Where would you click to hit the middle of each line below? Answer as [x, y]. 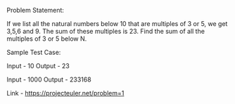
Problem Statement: [36, 10]
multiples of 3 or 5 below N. [47, 39]
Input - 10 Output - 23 [38, 66]
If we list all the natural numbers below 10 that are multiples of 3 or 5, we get [117, 24]
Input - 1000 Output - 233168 [49, 79]
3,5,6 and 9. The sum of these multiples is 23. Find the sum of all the [106, 31]
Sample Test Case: [34, 52]
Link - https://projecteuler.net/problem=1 [65, 93]
